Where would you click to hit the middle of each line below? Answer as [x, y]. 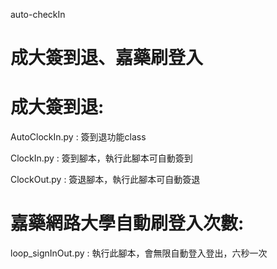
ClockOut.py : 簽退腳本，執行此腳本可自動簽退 [105, 180]
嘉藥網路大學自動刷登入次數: [127, 223]
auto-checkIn [38, 14]
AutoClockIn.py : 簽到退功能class [78, 137]
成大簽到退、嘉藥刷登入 [107, 58]
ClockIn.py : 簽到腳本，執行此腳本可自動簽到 [101, 158]
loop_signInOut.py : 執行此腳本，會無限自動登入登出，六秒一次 [139, 253]
